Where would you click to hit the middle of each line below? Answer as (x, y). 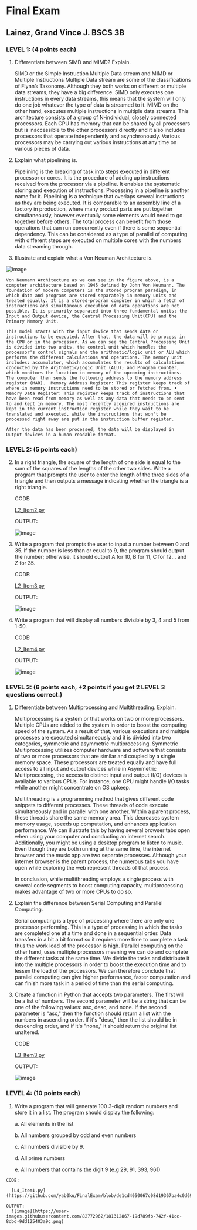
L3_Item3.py (30, 1055)
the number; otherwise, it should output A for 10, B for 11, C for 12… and (101, 557)
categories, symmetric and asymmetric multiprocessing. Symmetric (96, 744)
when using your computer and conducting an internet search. (90, 837)
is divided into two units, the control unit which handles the (86, 347)
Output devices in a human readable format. (61, 435)
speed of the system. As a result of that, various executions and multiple (102, 731)
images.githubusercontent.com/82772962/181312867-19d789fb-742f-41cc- (94, 1216)
